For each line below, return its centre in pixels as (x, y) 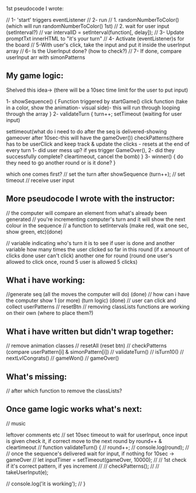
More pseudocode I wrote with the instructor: (90, 199)
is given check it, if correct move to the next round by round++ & (84, 441)
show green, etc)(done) (35, 232)
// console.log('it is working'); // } (46, 484)
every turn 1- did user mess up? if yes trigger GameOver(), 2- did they (90, 150)
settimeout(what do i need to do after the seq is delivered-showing (87, 131)
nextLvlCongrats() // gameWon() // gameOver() (63, 358)
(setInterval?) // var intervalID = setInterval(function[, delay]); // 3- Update (95, 32)
